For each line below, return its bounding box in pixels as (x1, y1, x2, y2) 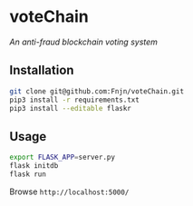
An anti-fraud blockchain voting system (9, 36, 159, 47)
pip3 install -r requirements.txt (9, 95, 140, 104)
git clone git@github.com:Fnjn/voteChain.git (9, 86, 184, 96)
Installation (9, 63, 74, 78)
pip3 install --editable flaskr (9, 103, 131, 113)
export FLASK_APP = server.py (9, 152, 116, 162)
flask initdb (9, 162, 59, 171)
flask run (9, 170, 47, 179)
